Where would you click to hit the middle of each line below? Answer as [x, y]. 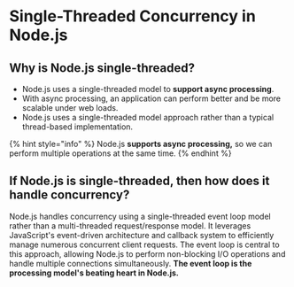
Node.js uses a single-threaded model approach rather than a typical [148, 117]
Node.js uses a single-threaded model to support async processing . [148, 89]
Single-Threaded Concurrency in [133, 16]
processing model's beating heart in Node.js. [94, 273]
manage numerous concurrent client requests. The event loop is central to [145, 244]
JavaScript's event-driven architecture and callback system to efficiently [142, 235]
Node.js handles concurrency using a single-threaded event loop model [140, 216]
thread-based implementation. [77, 127]
